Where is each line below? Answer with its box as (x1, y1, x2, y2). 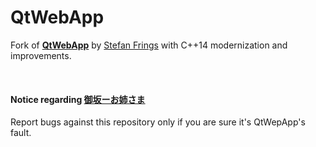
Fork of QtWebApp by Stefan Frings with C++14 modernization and (10, 39, 288, 51)
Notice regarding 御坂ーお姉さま (10, 93, 146, 105)
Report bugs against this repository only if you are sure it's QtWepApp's (10, 116, 306, 128)
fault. (10, 127, 32, 139)
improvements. (10, 49, 72, 61)
